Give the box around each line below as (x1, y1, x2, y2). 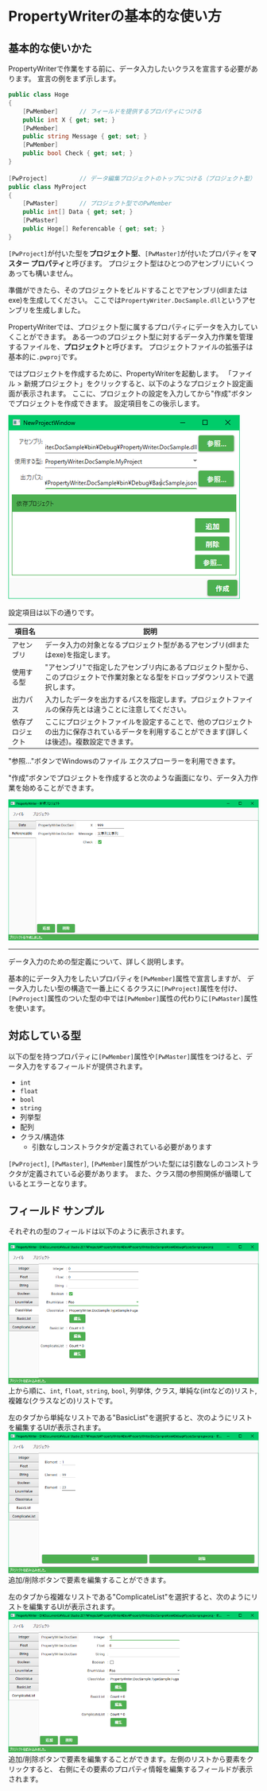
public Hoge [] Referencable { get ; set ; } (22, 225, 165, 233)
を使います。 (8, 1003, 50, 1013)
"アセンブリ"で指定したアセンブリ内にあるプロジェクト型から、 (44, 662, 253, 671)
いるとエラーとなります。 (8, 1178, 91, 1188)
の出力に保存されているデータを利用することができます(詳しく (44, 727, 250, 737)
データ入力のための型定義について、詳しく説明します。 (8, 957, 188, 966)
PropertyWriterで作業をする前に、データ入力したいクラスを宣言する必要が (8, 64, 252, 73)
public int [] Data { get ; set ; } (22, 208, 133, 216)
